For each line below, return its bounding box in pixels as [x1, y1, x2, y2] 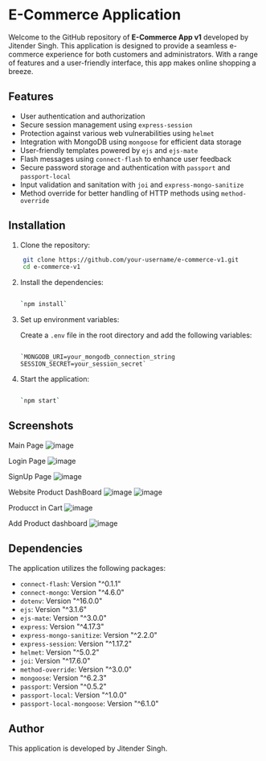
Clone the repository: [19, 240, 91, 250]
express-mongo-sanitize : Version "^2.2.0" [19, 630, 158, 639]
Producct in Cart [8, 503, 63, 512]
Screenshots [8, 419, 74, 432]
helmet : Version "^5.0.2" [19, 647, 100, 657]
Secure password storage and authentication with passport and [19, 163, 231, 172]
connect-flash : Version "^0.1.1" [19, 578, 121, 589]
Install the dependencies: [19, 278, 104, 287]
